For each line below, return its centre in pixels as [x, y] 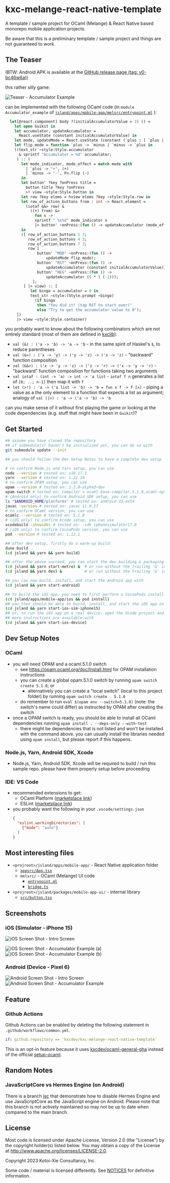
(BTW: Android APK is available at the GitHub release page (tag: [72, 72]
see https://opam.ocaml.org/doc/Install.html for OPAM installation [88, 669]
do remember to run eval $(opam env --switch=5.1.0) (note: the [88, 701]
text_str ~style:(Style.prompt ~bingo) [72, 296]
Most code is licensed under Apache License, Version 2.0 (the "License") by [85, 1140]
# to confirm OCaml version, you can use [50, 511]
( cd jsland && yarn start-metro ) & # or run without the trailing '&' [82, 567]
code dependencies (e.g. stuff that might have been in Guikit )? [71, 413]
